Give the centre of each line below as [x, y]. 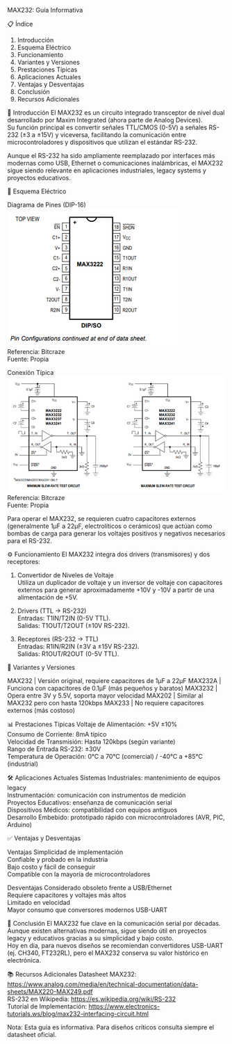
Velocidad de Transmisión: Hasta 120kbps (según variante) [91, 742]
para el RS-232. [30, 541]
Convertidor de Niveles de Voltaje [65, 575]
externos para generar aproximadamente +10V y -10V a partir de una [116, 590]
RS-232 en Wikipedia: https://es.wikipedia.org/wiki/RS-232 [92, 999]
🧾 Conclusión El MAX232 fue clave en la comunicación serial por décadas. [114, 924]
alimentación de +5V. [48, 597]
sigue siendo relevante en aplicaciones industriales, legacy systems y [107, 170]
